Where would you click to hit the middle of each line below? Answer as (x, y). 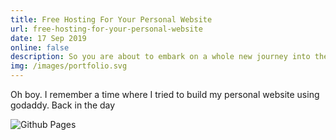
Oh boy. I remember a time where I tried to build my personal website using (165, 94)
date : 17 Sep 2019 (48, 38)
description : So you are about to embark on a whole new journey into (160, 57)
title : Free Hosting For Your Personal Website (111, 19)
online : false (40, 47)
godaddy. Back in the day (63, 105)
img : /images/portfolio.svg (69, 66)
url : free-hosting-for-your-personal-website (106, 29)
